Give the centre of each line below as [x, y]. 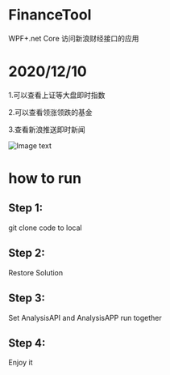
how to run [45, 179]
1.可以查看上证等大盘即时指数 [57, 95]
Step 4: [27, 343]
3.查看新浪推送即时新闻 [47, 129]
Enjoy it [21, 363]
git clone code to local [45, 228]
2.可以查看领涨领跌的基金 [50, 112]
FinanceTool [50, 15]
